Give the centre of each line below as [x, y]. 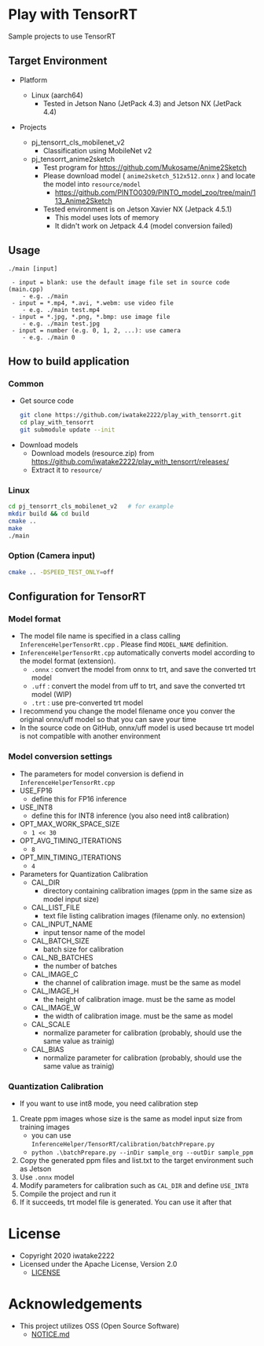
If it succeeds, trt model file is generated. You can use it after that [125, 1202]
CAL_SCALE [51, 1024]
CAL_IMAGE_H [55, 991]
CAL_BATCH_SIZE [60, 941]
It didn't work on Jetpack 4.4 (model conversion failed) [144, 226]
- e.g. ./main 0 [49, 337]
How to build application [69, 361]
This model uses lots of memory [107, 217]
